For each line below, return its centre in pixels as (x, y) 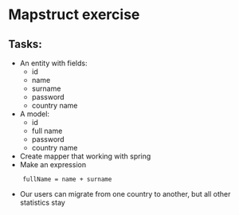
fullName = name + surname (67, 179)
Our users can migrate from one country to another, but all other (125, 194)
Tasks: (25, 44)
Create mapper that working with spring (85, 156)
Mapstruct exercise (74, 15)
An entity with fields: (53, 63)
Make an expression (53, 164)
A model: (35, 114)
